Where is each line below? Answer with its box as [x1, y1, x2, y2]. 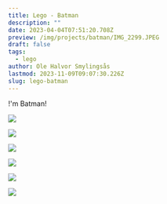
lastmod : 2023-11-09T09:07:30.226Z [8, 70, 125, 78]
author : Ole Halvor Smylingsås [8, 63, 111, 71]
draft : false [8, 41, 51, 49]
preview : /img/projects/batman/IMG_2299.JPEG [8, 33, 159, 42]
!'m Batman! [8, 99, 47, 108]
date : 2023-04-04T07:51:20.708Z [8, 26, 114, 34]
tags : [8, 48, 26, 56]
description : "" [8, 19, 61, 27]
